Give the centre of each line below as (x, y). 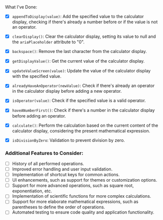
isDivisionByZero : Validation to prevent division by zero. (68, 140)
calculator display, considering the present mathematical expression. (81, 131)
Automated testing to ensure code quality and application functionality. (83, 212)
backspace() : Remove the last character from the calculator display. (79, 51)
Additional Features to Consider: (44, 153)
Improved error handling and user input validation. (62, 169)
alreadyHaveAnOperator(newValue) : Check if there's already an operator (83, 86)
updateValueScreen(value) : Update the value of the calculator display (81, 71)
